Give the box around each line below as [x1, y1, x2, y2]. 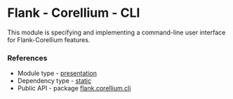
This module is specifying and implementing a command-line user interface [7, 28, 226, 37]
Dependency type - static [17, 77, 92, 85]
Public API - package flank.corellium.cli [17, 84, 131, 93]
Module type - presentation [17, 69, 97, 78]
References [7, 53, 48, 62]
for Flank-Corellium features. [7, 35, 91, 44]
